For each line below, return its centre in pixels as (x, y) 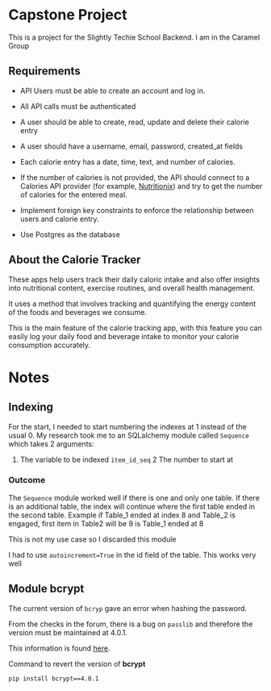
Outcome (27, 480)
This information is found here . (59, 648)
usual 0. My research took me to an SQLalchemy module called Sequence (129, 435)
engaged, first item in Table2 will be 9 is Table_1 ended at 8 (106, 523)
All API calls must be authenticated (78, 106)
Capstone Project (68, 15)
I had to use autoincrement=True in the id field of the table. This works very (132, 555)
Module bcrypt (46, 589)
